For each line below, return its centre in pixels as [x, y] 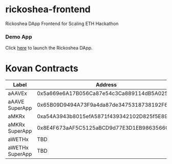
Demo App [19, 37]
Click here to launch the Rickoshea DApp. [49, 48]
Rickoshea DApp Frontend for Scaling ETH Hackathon [62, 24]
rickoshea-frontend [48, 9]
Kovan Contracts [42, 69]
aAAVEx [17, 93]
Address [106, 85]
